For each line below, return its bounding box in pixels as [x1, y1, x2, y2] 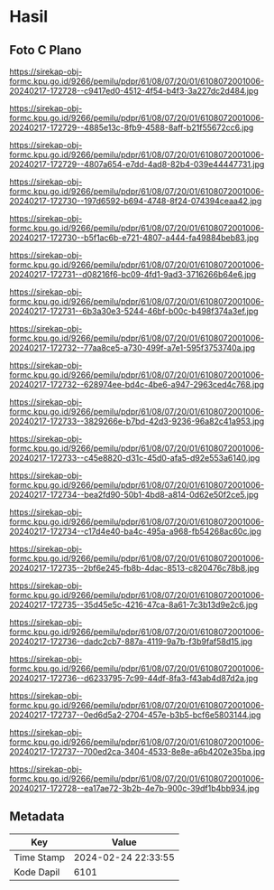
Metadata [9, 809, 65, 824]
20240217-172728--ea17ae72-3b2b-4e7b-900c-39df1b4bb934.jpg [9, 783, 260, 793]
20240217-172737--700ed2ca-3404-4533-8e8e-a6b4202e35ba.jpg [9, 746, 266, 756]
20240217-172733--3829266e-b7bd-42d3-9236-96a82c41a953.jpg [9, 416, 265, 426]
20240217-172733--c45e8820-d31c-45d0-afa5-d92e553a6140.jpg [9, 453, 260, 463]
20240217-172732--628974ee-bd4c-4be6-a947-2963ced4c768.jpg [9, 379, 264, 389]
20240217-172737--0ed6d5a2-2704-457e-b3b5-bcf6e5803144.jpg [9, 709, 261, 720]
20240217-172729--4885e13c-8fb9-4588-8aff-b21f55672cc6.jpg [9, 122, 254, 133]
